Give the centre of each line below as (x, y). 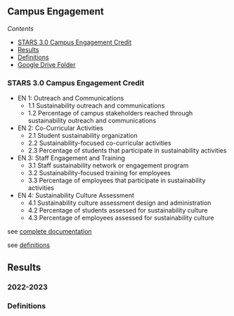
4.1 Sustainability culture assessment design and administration (119, 203)
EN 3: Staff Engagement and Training (71, 158)
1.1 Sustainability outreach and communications (96, 106)
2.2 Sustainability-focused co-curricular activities (99, 143)
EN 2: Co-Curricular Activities (60, 128)
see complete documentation (50, 232)
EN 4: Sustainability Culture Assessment (76, 196)
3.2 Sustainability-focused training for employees (99, 173)
